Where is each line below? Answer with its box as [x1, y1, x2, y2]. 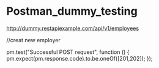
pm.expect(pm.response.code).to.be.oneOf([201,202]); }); [6, 55, 153, 62]
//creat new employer [6, 36, 61, 43]
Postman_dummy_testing [6, 4, 138, 18]
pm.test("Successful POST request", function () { [6, 48, 130, 56]
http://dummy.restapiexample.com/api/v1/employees [6, 25, 139, 32]
